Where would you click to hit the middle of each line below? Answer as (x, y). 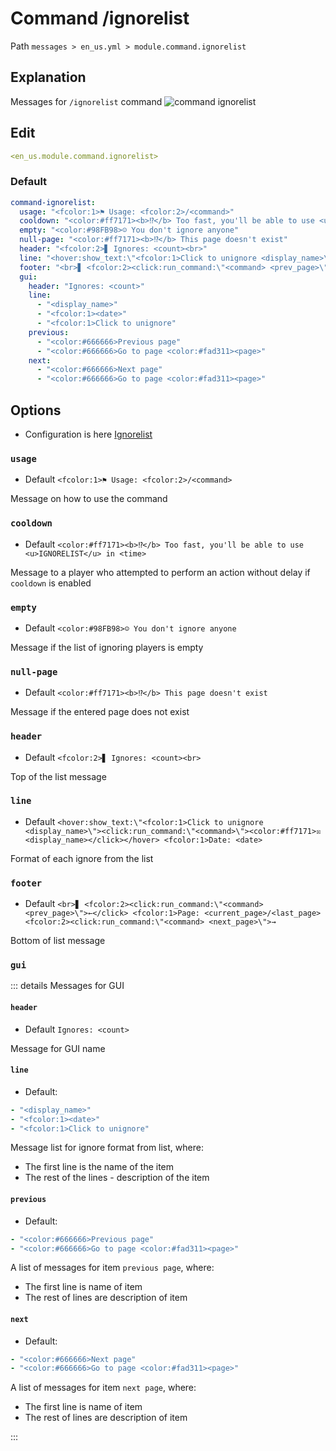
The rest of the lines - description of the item (117, 1178)
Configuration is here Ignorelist (88, 434)
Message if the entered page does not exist (100, 712)
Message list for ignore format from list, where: (107, 1148)
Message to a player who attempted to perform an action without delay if (160, 572)
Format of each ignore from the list (82, 858)
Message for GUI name (58, 1048)
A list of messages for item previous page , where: (112, 1268)
